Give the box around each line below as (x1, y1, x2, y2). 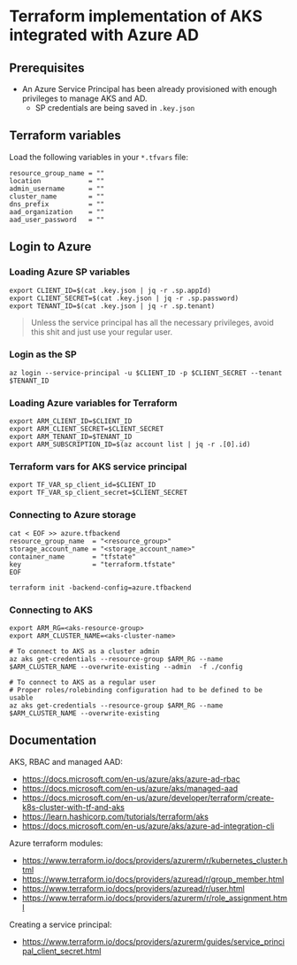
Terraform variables (9, 128, 121, 143)
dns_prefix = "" (9, 199, 104, 209)
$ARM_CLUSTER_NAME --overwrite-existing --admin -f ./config (9, 662, 243, 671)
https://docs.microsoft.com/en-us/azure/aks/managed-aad (21, 783, 239, 793)
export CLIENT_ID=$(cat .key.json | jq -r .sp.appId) (9, 286, 212, 295)
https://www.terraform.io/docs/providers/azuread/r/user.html (21, 883, 245, 893)
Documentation (9, 733, 97, 748)
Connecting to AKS (9, 604, 93, 616)
